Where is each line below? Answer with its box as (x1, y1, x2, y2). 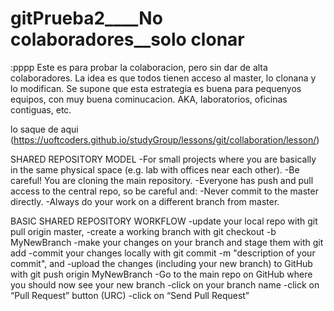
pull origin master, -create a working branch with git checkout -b (10, 225, 277, 237)
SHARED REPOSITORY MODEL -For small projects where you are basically (10, 153, 317, 165)
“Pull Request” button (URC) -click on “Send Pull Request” (10, 289, 250, 301)
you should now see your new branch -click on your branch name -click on (10, 278, 320, 291)
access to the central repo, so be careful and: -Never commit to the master (10, 185, 319, 197)
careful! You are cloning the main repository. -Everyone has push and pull (10, 174, 314, 186)
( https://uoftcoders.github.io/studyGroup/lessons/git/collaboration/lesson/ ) (10, 133, 320, 146)
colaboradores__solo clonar (10, 28, 245, 51)
